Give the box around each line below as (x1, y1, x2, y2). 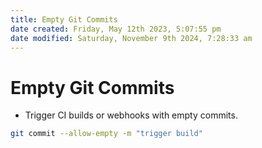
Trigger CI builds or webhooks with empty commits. (24, 109, 238, 121)
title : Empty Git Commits (10, 14, 118, 25)
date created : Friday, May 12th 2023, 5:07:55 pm (10, 24, 222, 34)
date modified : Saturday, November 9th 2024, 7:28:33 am (10, 33, 253, 43)
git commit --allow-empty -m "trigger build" (10, 129, 203, 139)
